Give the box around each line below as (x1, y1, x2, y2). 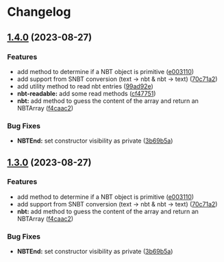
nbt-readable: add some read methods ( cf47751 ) (16, 89, 156, 97)
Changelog (7, 4, 71, 20)
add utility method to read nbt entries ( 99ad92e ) (16, 82, 154, 90)
